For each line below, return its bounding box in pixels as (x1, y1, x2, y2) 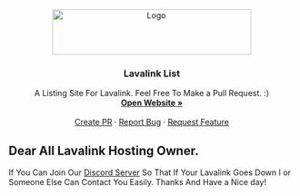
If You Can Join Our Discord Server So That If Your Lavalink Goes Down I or (8, 167, 292, 178)
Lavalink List (123, 67, 181, 80)
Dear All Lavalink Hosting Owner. (8, 142, 199, 158)
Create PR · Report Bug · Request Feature (75, 117, 229, 128)
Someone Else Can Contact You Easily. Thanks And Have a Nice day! (8, 177, 267, 188)
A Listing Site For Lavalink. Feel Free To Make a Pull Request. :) (34, 88, 270, 99)
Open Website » (120, 97, 184, 108)
